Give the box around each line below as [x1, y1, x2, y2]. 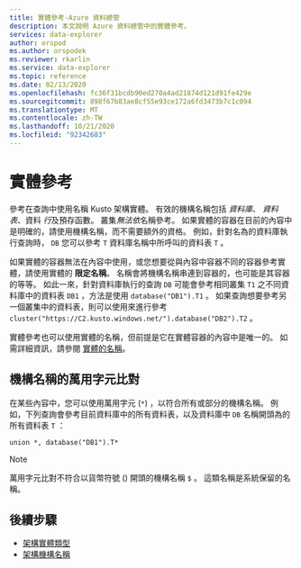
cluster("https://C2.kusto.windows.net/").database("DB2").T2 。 [9, 312, 259, 323]
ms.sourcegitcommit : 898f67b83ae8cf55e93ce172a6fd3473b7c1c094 [9, 96, 252, 106]
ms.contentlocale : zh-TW [9, 113, 103, 122]
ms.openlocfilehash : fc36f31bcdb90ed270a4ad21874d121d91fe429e [9, 88, 252, 97]
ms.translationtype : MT [9, 105, 99, 114]
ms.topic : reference [9, 72, 87, 81]
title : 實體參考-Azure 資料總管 [9, 13, 120, 23]
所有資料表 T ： [9, 419, 66, 430]
